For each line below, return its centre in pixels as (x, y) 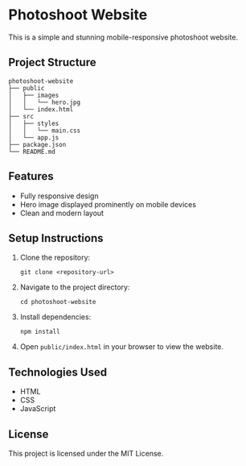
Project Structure (52, 62)
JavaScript (38, 409)
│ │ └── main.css (45, 131)
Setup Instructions (56, 238)
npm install (40, 332)
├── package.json (37, 144)
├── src (21, 116)
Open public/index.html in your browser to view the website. (121, 347)
